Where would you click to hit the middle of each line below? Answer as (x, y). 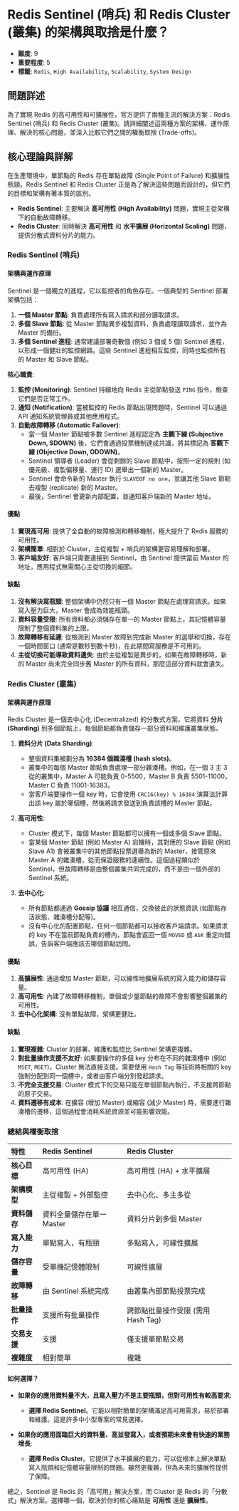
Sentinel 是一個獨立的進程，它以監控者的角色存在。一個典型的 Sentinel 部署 (118, 291)
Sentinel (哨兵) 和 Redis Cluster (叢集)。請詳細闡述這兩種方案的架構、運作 (115, 123)
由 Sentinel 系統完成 (76, 1291)
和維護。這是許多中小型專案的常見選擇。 (87, 1419)
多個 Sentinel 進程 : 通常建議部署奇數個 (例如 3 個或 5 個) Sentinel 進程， (123, 341)
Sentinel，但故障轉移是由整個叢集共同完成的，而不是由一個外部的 (124, 869)
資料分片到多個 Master (165, 1218)
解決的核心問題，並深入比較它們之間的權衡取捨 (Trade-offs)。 (110, 132)
